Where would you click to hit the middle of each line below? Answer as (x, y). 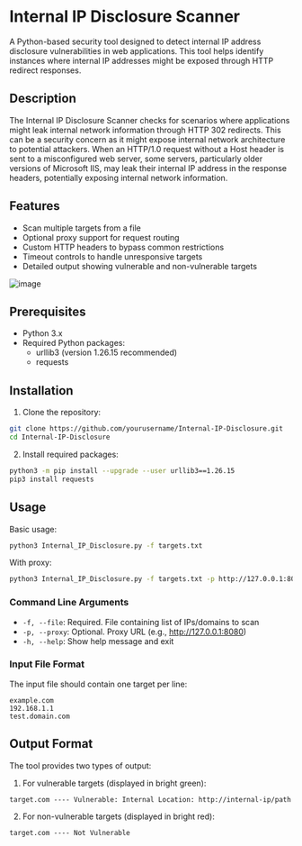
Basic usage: (33, 529)
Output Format (51, 744)
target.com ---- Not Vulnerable (70, 832)
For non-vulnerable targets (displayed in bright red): (119, 816)
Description (43, 99)
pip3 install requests (52, 479)
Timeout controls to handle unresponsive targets (112, 256)
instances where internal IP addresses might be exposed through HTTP (142, 60)
